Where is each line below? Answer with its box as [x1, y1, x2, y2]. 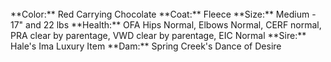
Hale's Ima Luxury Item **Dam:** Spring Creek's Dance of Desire [10, 40, 282, 52]
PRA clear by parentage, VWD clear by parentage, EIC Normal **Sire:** [10, 30, 307, 41]
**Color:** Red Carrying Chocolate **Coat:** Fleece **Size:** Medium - [10, 8, 317, 20]
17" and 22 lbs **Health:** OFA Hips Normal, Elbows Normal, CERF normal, [10, 19, 322, 31]
